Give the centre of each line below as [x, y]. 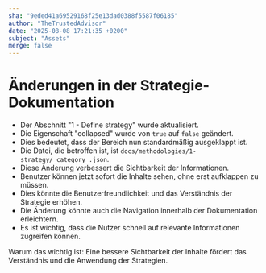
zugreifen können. [50, 236]
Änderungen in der [73, 86]
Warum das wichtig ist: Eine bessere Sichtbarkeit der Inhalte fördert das [128, 252]
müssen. [34, 185]
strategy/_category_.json [63, 160]
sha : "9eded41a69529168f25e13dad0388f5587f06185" [94, 16]
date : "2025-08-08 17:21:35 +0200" [68, 31]
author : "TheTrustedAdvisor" [57, 23]
